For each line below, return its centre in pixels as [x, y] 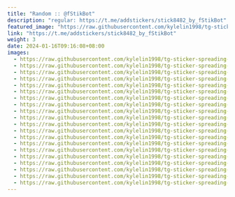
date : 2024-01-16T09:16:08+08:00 [56, 46]
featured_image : [31, 27]
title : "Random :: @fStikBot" [51, 14]
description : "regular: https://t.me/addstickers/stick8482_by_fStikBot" [117, 20]
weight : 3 [22, 40]
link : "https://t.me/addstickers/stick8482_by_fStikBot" [92, 33]
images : [19, 53]
